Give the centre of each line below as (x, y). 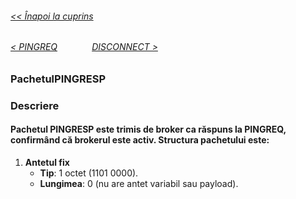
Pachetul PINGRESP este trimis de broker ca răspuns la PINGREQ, (148, 129)
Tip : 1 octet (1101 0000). (89, 173)
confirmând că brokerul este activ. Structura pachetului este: (140, 140)
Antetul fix (47, 162)
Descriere (35, 105)
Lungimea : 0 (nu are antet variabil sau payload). (139, 183)
